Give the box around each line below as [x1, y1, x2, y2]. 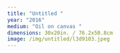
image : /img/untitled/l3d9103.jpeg [7, 36, 110, 43]
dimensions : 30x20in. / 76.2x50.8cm [7, 29, 113, 36]
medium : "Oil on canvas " [7, 23, 82, 30]
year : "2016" [7, 17, 45, 23]
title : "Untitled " [7, 10, 64, 17]
